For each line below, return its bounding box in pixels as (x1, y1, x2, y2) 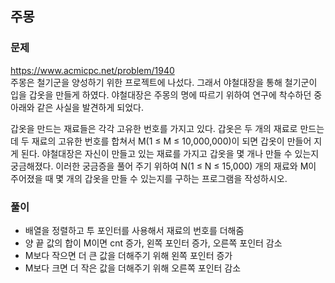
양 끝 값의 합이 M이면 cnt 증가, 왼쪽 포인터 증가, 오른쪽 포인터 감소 (24, 237, 283, 249)
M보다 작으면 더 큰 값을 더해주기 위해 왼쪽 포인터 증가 (24, 249, 233, 261)
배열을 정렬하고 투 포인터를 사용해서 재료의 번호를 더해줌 (24, 224, 245, 236)
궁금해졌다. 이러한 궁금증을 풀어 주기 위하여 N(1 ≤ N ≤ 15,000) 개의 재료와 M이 (10, 160, 317, 172)
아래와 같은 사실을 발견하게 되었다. (10, 101, 144, 113)
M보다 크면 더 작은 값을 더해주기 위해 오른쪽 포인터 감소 (24, 262, 242, 274)
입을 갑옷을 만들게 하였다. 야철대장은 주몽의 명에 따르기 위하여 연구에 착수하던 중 (10, 88, 323, 101)
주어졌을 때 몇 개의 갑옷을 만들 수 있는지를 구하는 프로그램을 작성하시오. (10, 172, 288, 184)
